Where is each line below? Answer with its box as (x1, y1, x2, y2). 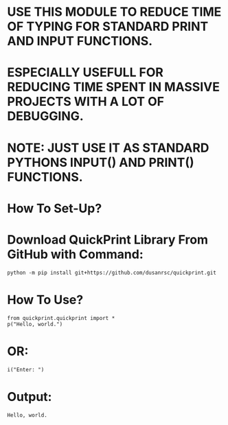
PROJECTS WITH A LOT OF (7, 94, 165, 110)
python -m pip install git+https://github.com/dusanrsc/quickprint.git (7, 269, 216, 276)
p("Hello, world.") (7, 321, 63, 328)
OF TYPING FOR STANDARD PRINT (7, 19, 209, 34)
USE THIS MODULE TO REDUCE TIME (7, 4, 222, 20)
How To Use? (7, 292, 84, 308)
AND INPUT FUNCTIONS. (7, 34, 153, 49)
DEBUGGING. (7, 108, 84, 124)
